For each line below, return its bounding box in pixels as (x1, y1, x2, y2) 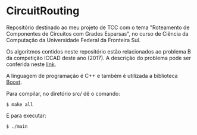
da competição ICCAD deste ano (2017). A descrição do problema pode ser (6, 54, 192, 61)
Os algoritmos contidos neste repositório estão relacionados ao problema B (6, 48, 192, 55)
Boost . (6, 79, 22, 86)
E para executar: (6, 112, 46, 119)
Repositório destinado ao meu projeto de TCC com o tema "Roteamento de (6, 24, 190, 31)
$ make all (6, 101, 33, 108)
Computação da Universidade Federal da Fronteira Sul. (6, 36, 141, 43)
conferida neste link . (6, 61, 57, 68)
